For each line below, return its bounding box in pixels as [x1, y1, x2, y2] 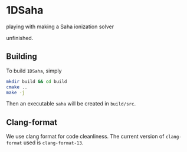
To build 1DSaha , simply [6, 67, 62, 74]
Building [6, 51, 37, 62]
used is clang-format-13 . [23, 139, 84, 146]
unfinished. [6, 34, 34, 41]
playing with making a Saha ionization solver [6, 23, 114, 30]
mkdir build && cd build [6, 78, 67, 84]
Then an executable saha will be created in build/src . [6, 100, 136, 107]
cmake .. [6, 84, 28, 90]
